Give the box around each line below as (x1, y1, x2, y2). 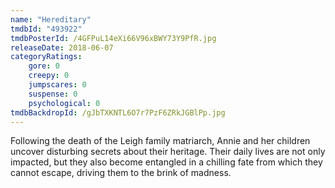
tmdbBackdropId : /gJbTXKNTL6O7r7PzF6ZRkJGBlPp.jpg (10, 107, 226, 118)
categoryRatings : (10, 52, 83, 62)
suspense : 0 (28, 89, 78, 99)
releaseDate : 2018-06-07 (10, 42, 114, 53)
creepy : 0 (28, 71, 70, 81)
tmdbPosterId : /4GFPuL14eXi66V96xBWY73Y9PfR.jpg (10, 33, 217, 43)
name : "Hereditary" (10, 14, 92, 25)
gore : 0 (28, 61, 60, 71)
